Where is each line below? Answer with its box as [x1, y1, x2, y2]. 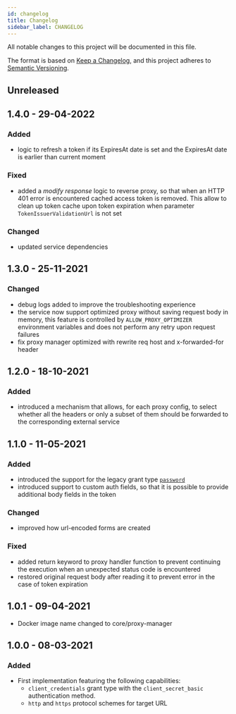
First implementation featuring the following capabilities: [17, 677, 181, 685]
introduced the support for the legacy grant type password [17, 475, 185, 484]
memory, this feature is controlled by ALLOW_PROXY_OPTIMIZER [17, 315, 192, 324]
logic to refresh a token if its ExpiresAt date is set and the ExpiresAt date [17, 145, 228, 154]
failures [17, 330, 40, 338]
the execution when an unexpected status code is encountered [17, 565, 201, 573]
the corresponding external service [17, 417, 120, 426]
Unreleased [7, 84, 60, 96]
